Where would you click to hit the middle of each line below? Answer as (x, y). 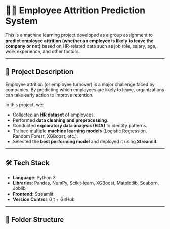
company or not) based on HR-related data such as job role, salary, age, (81, 46)
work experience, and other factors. (42, 51)
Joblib (19, 188)
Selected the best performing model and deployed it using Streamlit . (85, 141)
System (22, 21)
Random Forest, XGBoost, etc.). (45, 136)
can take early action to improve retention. (49, 95)
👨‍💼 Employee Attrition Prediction (75, 10)
